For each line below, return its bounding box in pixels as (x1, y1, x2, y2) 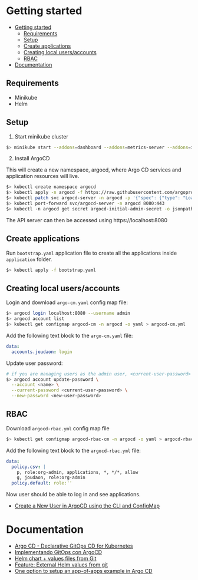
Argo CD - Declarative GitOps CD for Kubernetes (14, 542, 133, 549)
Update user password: (6, 360, 63, 367)
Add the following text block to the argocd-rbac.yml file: (6, 447, 141, 454)
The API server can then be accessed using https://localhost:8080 (6, 216, 168, 223)
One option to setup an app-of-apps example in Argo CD (14, 568, 153, 575)
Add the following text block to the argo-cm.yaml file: (6, 332, 133, 339)
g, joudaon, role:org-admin (16, 474, 85, 481)
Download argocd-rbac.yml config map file (6, 424, 110, 431)
